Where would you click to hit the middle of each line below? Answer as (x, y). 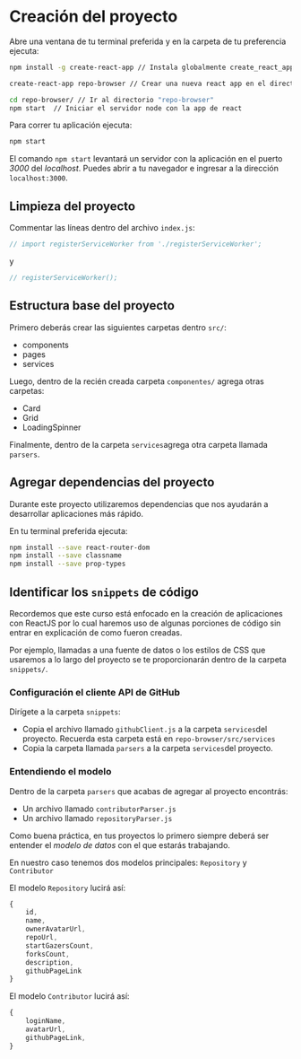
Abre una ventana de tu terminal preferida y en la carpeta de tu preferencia (148, 41)
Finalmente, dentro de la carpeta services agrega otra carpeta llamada (139, 444)
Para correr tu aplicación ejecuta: (71, 125)
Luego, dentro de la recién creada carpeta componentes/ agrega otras (137, 381)
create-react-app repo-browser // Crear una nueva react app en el (138, 83)
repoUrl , (42, 938)
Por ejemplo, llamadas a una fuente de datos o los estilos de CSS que (138, 650)
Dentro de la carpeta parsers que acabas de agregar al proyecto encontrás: (149, 791)
